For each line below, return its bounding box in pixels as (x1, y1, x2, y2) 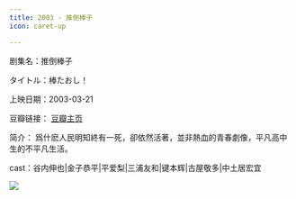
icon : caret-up (9, 22, 67, 31)
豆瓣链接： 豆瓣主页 (9, 113, 83, 123)
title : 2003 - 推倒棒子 (9, 13, 93, 23)
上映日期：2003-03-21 (9, 94, 94, 104)
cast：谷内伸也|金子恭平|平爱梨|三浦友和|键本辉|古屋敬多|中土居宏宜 (9, 162, 262, 173)
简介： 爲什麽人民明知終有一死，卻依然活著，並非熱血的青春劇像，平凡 (9, 131, 272, 142)
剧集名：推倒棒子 (9, 55, 73, 66)
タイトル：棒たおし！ (9, 74, 88, 86)
